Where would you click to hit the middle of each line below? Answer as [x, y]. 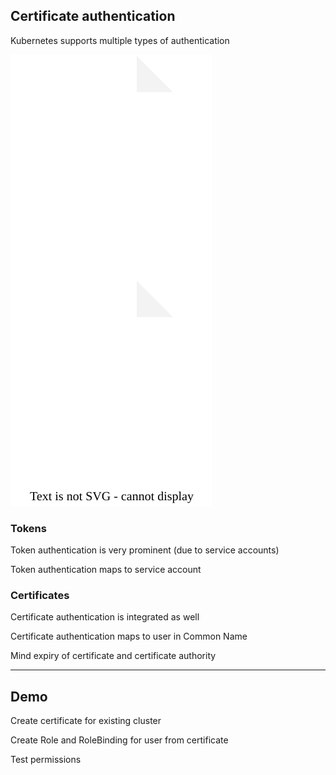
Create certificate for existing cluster [86, 721]
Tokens [28, 528]
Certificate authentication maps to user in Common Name [129, 636]
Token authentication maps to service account [106, 570]
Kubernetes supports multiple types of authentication [120, 40]
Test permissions [46, 760]
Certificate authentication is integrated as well [105, 617]
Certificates [40, 596]
